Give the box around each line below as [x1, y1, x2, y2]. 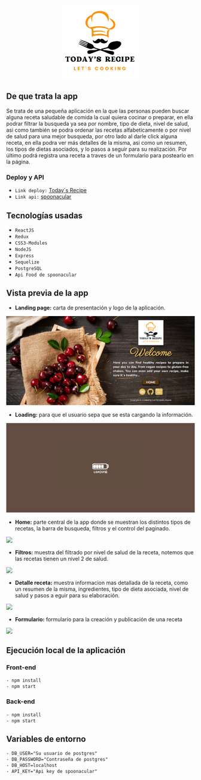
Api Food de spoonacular [14, 272, 77, 278]
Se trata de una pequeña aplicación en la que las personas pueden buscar [6, 107, 190, 114]
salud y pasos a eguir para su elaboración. [14, 591, 120, 599]
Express [14, 253, 34, 259]
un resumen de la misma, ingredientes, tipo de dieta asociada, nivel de [14, 585, 189, 593]
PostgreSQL [14, 265, 42, 271]
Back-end [6, 697, 35, 706]
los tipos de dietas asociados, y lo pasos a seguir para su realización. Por [6, 145, 187, 153]
